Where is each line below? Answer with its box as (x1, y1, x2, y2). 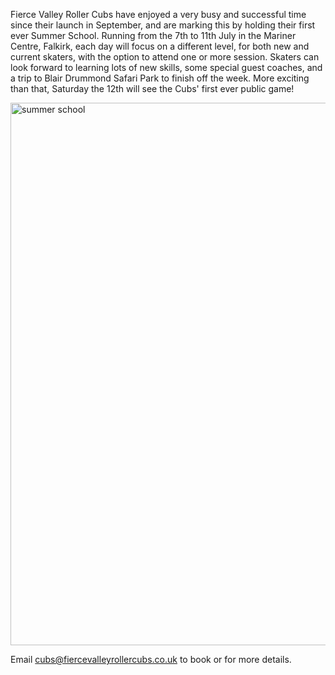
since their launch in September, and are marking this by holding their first (10, 19, 316, 31)
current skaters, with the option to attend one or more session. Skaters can (10, 51, 320, 63)
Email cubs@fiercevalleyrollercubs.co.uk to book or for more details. (10, 654, 292, 665)
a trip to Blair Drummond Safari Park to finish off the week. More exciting (10, 72, 310, 84)
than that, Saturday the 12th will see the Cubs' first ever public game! (10, 83, 295, 94)
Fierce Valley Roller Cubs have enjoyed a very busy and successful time (10, 9, 307, 20)
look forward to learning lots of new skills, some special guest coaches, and (10, 62, 323, 73)
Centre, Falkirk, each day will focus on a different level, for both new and (10, 40, 310, 52)
